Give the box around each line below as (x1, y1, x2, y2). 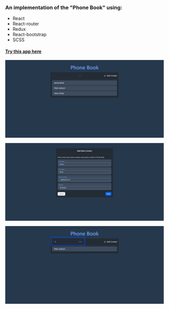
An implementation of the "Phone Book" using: (5, 4, 123, 11)
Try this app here (5, 48, 42, 54)
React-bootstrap (12, 32, 47, 38)
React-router (12, 21, 39, 27)
